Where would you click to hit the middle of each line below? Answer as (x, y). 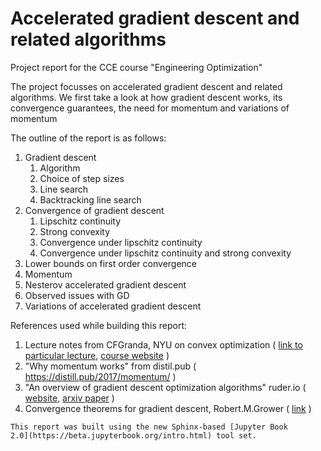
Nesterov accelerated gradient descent (105, 284)
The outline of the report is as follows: (88, 138)
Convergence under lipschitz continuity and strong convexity (165, 253)
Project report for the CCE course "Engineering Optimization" (136, 67)
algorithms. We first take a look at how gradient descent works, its (146, 97)
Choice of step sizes (82, 178)
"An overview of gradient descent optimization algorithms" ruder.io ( (165, 387)
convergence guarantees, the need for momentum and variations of (150, 108)
